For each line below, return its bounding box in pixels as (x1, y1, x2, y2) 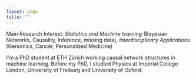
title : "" (6, 14, 31, 20)
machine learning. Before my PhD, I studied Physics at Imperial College (6, 60, 178, 67)
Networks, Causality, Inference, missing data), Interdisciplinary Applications (6, 36, 190, 43)
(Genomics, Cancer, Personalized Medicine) (6, 42, 113, 50)
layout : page (6, 8, 38, 15)
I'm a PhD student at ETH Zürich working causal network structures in (6, 54, 175, 61)
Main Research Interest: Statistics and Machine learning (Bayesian (6, 30, 168, 37)
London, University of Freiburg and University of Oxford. (6, 66, 143, 73)
